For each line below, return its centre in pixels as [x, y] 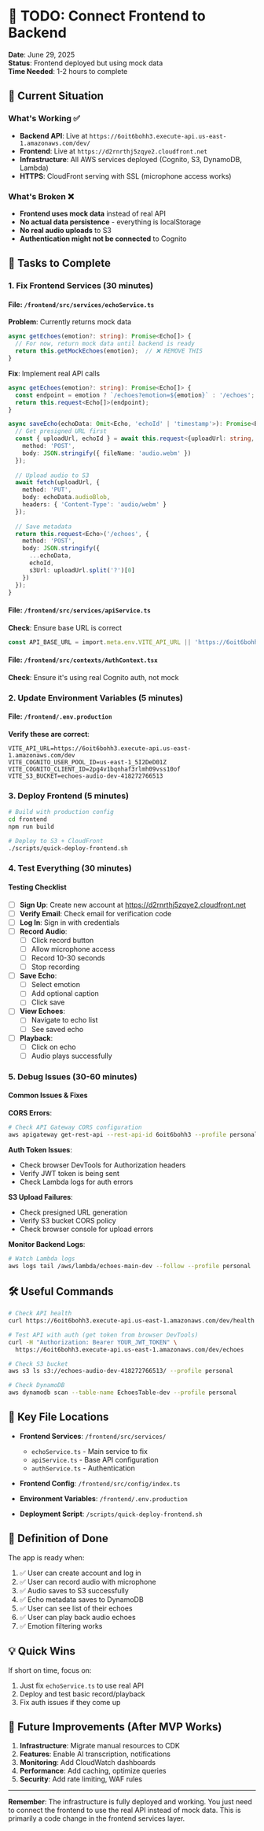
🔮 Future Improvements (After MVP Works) [115, 1727]
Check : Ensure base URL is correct [65, 627]
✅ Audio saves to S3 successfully [74, 1590]
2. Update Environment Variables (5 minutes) [95, 697]
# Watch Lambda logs [42, 1259]
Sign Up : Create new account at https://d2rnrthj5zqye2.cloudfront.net [132, 904]
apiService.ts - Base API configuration [95, 1459]
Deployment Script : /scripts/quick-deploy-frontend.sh [111, 1514]
